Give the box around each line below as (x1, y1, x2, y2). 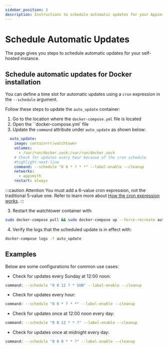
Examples (5, 250, 36, 259)
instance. (20, 56, 40, 62)
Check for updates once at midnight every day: (12, 329, 110, 335)
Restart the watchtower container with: (12, 208, 92, 214)
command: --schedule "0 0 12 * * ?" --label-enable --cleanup (5, 320, 137, 325)
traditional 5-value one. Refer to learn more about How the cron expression (5, 193, 160, 199)
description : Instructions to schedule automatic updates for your (5, 12, 149, 17)
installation (5, 78, 41, 86)
